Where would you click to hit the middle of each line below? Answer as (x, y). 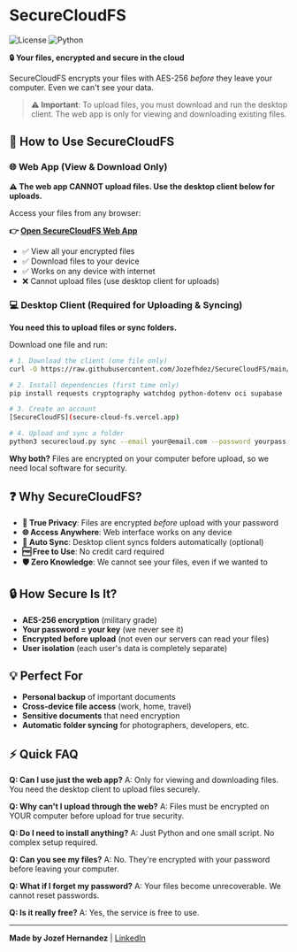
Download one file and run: (58, 344)
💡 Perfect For (46, 676)
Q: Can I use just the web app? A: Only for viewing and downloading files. (144, 780)
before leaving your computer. (64, 869)
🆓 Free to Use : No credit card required (93, 551)
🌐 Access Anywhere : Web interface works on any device (127, 532)
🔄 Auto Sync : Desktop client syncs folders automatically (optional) (143, 541)
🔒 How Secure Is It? (63, 594)
